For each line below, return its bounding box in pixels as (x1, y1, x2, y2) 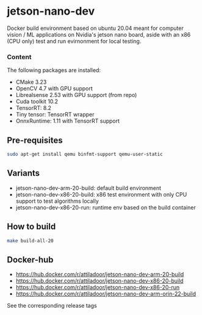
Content (7, 52, 32, 61)
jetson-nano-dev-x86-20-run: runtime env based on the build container (15, 203, 196, 211)
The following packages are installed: (7, 67, 101, 74)
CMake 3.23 (15, 78, 47, 86)
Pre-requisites (7, 135, 63, 145)
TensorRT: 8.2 (15, 104, 51, 112)
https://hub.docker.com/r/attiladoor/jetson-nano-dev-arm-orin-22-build (15, 290, 196, 297)
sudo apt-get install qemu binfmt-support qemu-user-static (7, 151, 164, 157)
